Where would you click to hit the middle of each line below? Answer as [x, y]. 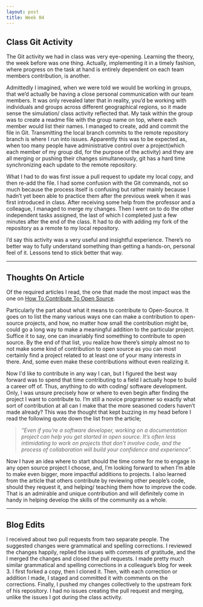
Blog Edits [26, 525]
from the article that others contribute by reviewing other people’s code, [96, 481]
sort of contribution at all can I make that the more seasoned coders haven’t [101, 406]
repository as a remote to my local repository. [63, 228]
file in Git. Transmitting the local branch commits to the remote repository [97, 133]
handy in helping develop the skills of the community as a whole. [87, 500]
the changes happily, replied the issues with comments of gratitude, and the [101, 552]
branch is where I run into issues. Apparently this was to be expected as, [97, 139]
